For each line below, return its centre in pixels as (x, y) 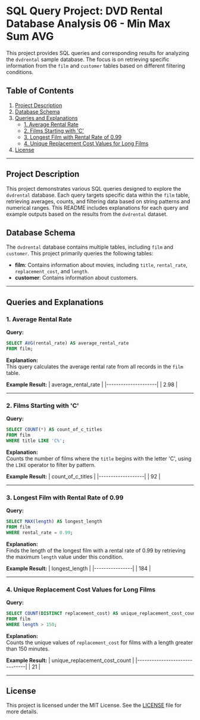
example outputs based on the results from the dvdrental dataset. (87, 214)
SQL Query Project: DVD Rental (84, 11)
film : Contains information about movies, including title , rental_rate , (101, 265)
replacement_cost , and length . (52, 271)
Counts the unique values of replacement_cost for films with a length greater (100, 642)
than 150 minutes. (28, 649)
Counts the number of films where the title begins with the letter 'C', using (99, 458)
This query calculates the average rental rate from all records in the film (95, 367)
